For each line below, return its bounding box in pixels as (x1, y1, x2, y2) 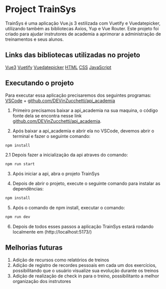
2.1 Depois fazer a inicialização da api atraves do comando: (5, 152, 128, 158)
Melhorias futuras (5, 243, 63, 252)
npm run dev (5, 214, 30, 220)
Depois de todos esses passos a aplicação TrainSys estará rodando (12, 224, 154, 230)
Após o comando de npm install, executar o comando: (12, 205, 125, 211)
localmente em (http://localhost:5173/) (12, 229, 92, 235)
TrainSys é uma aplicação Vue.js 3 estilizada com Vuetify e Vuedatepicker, (5, 20, 160, 26)
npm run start (5, 162, 35, 167)
